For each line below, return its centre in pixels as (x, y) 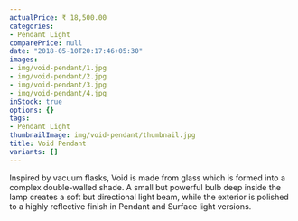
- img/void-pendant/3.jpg (58, 85)
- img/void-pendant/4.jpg (58, 93)
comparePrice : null (46, 43)
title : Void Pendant (48, 143)
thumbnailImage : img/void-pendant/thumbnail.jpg (102, 135)
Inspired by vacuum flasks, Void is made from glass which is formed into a (148, 178)
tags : (19, 118)
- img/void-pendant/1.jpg (58, 69)
